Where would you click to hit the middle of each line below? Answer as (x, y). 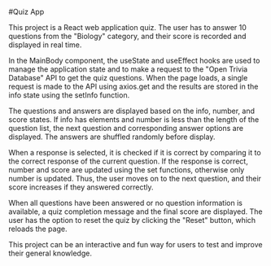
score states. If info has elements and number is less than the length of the (134, 120)
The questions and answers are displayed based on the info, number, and (131, 111)
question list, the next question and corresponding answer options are (126, 128)
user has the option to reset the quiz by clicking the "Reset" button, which (132, 220)
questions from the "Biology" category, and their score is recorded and (127, 36)
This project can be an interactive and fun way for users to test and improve (135, 244)
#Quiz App (26, 12)
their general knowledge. (50, 253)
